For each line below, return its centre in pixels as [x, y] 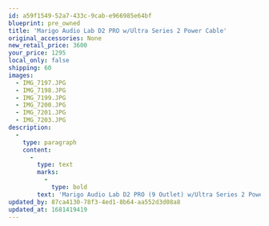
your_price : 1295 [37, 53]
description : [30, 127]
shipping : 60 [30, 68]
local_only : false [39, 61]
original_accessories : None [55, 38]
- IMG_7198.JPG [41, 90]
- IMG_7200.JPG [41, 105]
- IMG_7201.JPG [41, 113]
